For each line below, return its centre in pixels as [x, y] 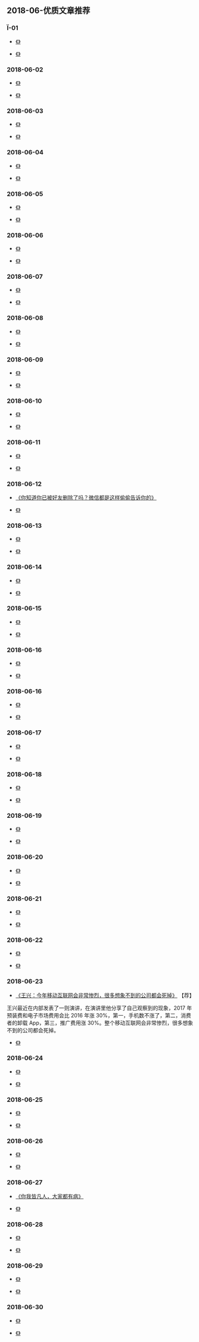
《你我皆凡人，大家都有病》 [49, 1196]
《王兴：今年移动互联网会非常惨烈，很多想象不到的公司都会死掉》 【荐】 [105, 995]
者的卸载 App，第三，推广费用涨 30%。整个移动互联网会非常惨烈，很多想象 [100, 1023]
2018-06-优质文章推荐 [49, 11]
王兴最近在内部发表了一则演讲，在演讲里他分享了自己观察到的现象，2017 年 [99, 1008]
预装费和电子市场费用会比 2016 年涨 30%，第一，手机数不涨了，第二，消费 [99, 1015]
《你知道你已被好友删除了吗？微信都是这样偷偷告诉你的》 [86, 497]
